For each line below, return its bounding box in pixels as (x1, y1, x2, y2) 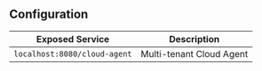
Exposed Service (36, 32, 110, 45)
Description (169, 32, 220, 45)
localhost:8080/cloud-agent (13, 48, 132, 59)
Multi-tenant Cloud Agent (140, 47, 249, 60)
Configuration (9, 7, 89, 22)
